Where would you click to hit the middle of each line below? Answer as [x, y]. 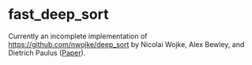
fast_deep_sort [58, 14]
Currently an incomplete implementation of [78, 36]
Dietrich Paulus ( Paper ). [47, 52]
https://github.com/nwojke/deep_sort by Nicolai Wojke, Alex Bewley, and [126, 44]
